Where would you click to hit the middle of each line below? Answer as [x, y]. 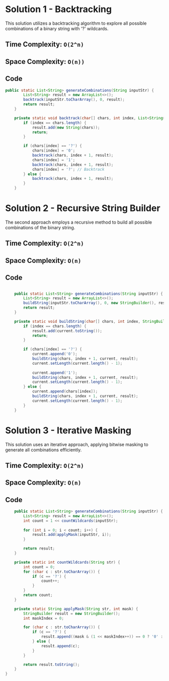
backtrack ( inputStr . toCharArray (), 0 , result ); [74, 100]
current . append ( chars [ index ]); [65, 391]
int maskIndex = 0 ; [44, 618]
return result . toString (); [52, 664]
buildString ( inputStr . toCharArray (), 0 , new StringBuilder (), [90, 303]
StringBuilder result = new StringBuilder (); [72, 614]
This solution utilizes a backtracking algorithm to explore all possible [76, 23]
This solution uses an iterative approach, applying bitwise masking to [77, 444]
